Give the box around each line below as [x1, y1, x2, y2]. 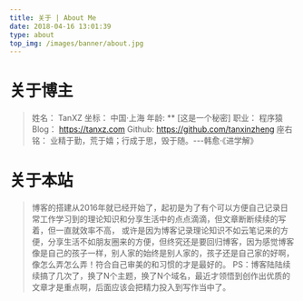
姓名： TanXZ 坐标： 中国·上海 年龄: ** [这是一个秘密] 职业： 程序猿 [31, 113, 284, 124]
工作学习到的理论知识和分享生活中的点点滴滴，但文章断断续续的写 [39, 214, 287, 225]
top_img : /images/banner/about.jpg [9, 38, 144, 48]
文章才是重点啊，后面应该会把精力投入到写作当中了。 [31, 282, 231, 293]
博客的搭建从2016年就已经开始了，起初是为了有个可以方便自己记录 [31, 202, 281, 214]
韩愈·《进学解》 [203, 135, 259, 146]
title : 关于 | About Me [9, 13, 97, 23]
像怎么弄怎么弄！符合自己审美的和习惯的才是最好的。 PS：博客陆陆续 [31, 259, 291, 270]
